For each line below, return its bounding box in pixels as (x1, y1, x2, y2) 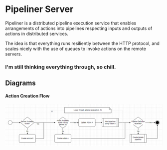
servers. (5, 51, 22, 57)
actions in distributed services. (5, 30, 69, 36)
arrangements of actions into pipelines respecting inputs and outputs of (5, 25, 153, 31)
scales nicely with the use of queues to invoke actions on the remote (5, 45, 146, 51)
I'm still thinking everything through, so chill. (5, 63, 116, 70)
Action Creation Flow (5, 92, 50, 98)
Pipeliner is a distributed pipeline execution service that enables (5, 20, 137, 26)
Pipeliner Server (5, 3, 74, 15)
